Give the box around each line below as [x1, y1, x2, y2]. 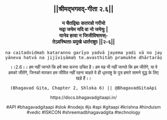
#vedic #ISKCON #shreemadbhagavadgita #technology [26, 109, 141, 115]
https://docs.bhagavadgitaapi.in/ [50, 94, 117, 100]
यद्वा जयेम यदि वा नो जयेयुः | [59, 26, 108, 33]
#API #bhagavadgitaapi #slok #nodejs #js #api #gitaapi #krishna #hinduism [6, 104, 161, 110]
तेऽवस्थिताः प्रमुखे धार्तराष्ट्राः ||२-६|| [52, 38, 115, 45]
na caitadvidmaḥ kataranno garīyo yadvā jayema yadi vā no [5, 50, 153, 55]
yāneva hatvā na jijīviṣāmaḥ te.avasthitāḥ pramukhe [5, 55, 137, 60]
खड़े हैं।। [76, 75, 91, 81]
